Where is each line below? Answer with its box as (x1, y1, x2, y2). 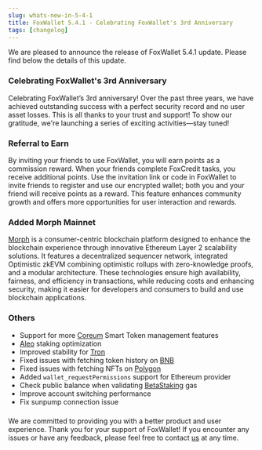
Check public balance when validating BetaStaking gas (19, 380, 198, 390)
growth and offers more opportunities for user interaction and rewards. (8, 197, 237, 206)
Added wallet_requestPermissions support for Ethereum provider (19, 372, 231, 381)
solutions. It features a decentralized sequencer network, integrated (8, 252, 228, 261)
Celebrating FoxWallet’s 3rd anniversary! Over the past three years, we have (8, 93, 254, 103)
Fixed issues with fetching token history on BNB (19, 355, 175, 365)
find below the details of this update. (8, 56, 127, 65)
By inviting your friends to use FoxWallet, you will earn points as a (8, 155, 220, 165)
